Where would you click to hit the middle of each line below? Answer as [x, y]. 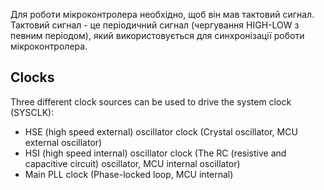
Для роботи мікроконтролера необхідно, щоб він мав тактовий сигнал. [162, 14]
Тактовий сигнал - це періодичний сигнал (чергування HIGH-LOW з [155, 25]
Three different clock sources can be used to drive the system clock [151, 101]
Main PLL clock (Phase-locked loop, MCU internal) [129, 174]
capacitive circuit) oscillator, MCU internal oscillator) [132, 163]
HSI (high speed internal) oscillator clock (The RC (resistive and [155, 153]
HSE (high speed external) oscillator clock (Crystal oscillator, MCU [161, 131]
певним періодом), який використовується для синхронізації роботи [157, 35]
